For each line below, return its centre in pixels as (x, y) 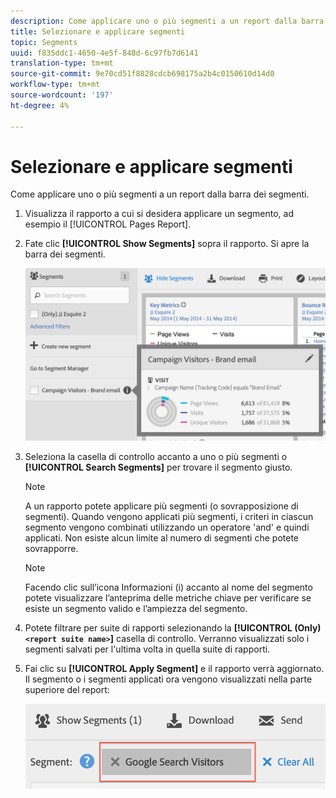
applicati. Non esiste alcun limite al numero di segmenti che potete (161, 538)
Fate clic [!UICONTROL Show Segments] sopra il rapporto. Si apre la (167, 244)
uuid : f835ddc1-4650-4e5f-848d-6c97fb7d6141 (104, 53)
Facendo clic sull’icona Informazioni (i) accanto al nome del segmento (168, 587)
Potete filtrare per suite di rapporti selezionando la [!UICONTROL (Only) (173, 628)
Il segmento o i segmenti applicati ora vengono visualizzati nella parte (168, 679)
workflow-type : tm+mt (55, 85)
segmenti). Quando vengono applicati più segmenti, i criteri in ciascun (169, 517)
